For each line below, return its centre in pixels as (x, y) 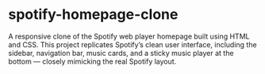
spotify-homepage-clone (93, 15)
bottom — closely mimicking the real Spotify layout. (92, 61)
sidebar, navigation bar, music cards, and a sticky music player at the (121, 53)
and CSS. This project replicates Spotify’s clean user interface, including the (132, 44)
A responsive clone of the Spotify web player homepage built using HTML (129, 36)
